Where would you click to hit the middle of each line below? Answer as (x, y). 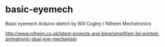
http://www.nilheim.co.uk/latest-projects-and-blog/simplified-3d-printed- (82, 33)
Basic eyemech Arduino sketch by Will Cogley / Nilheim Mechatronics (78, 24)
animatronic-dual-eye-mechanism (41, 39)
